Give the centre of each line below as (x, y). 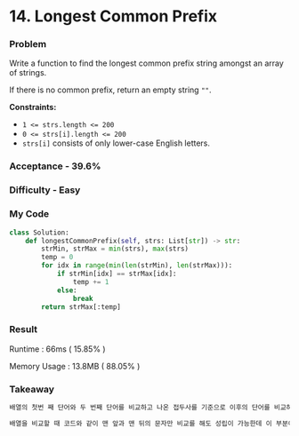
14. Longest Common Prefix (113, 16)
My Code (29, 214)
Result (24, 329)
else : (67, 290)
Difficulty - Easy (45, 190)
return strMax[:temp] (81, 307)
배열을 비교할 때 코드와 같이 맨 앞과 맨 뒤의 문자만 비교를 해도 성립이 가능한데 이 (141, 424)
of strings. (28, 73)
